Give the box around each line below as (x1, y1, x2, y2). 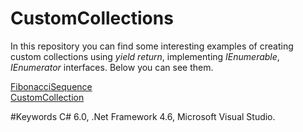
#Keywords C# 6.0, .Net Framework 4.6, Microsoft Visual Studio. (10, 110, 276, 122)
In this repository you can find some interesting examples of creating (10, 40, 294, 52)
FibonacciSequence (10, 80, 93, 92)
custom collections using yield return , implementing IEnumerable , (10, 50, 280, 62)
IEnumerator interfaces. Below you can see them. (10, 61, 214, 73)
